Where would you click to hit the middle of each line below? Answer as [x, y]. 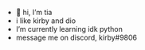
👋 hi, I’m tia [34, 12]
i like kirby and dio [46, 21]
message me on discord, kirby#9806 [76, 37]
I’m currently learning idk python [69, 29]
